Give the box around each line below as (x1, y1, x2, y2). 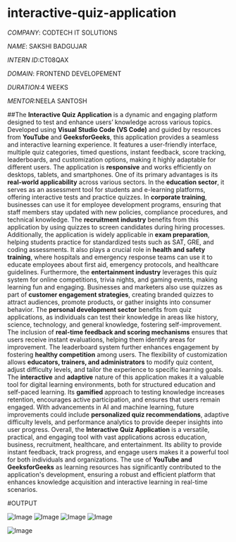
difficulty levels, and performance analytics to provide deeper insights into (7, 418, 223, 426)
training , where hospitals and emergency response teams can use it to (7, 253, 213, 261)
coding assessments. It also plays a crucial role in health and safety (7, 245, 206, 253)
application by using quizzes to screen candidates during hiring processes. (7, 222, 225, 231)
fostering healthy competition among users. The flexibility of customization (7, 350, 228, 359)
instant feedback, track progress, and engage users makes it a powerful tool (7, 447, 229, 456)
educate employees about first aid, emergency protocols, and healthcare (7, 260, 219, 269)
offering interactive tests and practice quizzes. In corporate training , (7, 193, 207, 201)
